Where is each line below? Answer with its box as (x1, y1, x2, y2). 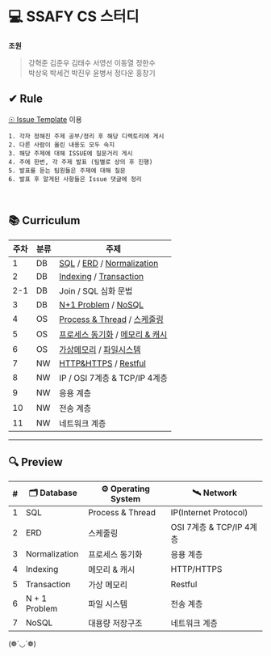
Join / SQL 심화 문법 (59, 285, 133, 296)
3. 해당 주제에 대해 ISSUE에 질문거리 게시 (8, 149, 133, 158)
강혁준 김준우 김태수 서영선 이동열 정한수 (27, 57, 156, 67)
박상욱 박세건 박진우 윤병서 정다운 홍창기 (27, 68, 156, 78)
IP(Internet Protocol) (170, 507, 248, 518)
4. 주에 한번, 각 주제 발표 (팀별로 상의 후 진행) (8, 158, 153, 166)
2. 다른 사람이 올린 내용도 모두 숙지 (8, 141, 115, 149)
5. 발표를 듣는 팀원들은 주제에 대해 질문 (8, 167, 127, 175)
